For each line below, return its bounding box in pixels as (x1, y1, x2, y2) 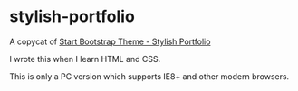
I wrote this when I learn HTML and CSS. (9, 53, 161, 64)
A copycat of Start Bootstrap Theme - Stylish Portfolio (9, 36, 211, 47)
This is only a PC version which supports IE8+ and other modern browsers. (9, 70, 290, 82)
